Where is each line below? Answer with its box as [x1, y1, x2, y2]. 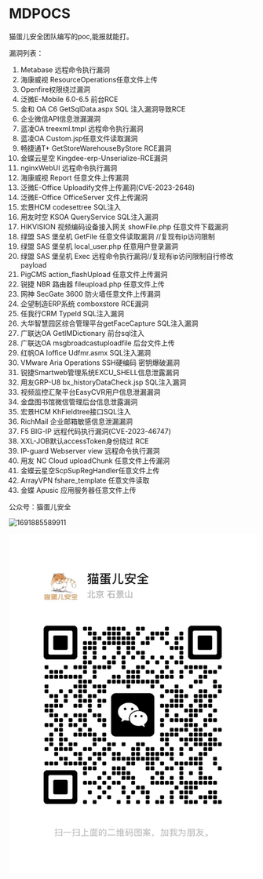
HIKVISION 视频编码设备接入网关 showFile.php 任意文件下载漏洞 [20, 221, 228, 232]
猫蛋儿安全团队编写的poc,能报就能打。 [9, 31, 133, 41]
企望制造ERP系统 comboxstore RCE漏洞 [20, 299, 149, 308]
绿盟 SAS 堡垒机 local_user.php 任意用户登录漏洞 [20, 241, 179, 251]
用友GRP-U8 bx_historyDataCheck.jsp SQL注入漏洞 [20, 377, 187, 387]
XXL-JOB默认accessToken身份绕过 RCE [20, 436, 149, 446]
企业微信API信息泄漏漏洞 [20, 114, 101, 123]
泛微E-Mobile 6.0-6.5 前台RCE [20, 94, 119, 104]
